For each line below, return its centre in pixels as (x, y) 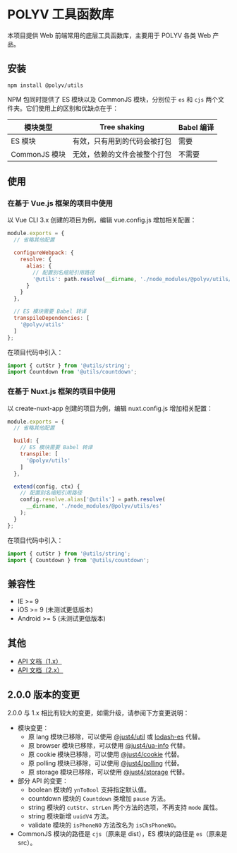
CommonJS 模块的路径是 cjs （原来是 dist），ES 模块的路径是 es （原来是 (122, 833)
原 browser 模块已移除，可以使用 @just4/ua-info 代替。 (108, 745)
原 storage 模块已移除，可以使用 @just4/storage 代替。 (108, 772)
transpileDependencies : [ (52, 318)
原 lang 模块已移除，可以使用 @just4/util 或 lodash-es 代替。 (116, 736)
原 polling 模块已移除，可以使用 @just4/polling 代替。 (105, 763)
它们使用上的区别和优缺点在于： (72, 108)
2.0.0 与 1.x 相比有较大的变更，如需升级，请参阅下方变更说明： (98, 712)
